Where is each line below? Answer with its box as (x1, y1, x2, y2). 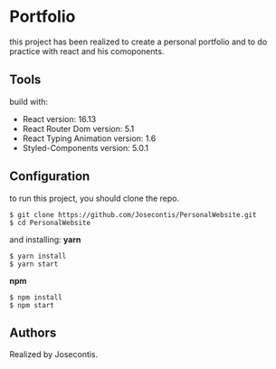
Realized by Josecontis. (9, 349, 99, 360)
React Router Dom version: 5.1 (22, 123, 135, 134)
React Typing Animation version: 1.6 (22, 133, 157, 144)
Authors (9, 325, 57, 340)
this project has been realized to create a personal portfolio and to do (9, 36, 268, 47)
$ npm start (9, 300, 54, 309)
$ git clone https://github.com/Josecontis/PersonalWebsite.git (9, 210, 257, 219)
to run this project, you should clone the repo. (9, 193, 179, 203)
